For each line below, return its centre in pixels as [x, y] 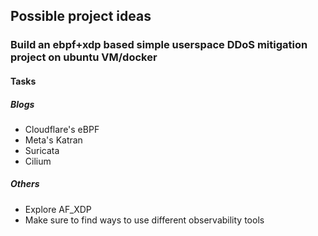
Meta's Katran [53, 140]
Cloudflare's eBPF [62, 129]
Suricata [42, 150]
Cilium [38, 161]
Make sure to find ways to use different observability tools [144, 220]
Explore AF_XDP [58, 209]
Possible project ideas [81, 16]
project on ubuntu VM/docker [84, 57]
